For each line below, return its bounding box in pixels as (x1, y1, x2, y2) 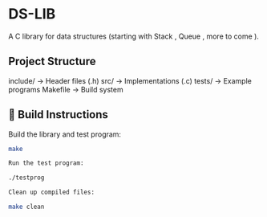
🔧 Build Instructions (8, 108, 108, 121)
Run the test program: (8, 159, 84, 167)
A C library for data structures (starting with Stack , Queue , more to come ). (8, 31, 259, 41)
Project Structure (8, 55, 96, 68)
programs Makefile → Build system (8, 84, 123, 94)
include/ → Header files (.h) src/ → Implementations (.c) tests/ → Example (8, 76, 253, 85)
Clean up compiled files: (8, 188, 95, 197)
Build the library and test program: (8, 129, 122, 139)
